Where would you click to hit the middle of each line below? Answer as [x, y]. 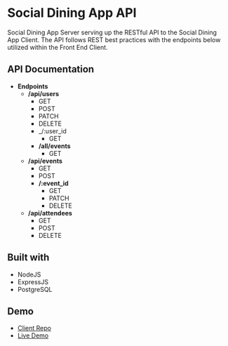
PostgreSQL [35, 289]
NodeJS [29, 274]
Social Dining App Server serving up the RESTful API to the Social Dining [112, 32]
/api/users [43, 93]
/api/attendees [50, 213]
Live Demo [33, 335]
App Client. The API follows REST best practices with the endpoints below [114, 39]
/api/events [45, 161]
